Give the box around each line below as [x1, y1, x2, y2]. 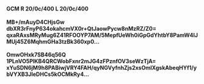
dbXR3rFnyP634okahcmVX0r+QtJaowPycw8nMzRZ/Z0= [6, 25, 157, 32]
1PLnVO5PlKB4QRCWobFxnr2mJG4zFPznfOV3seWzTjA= [6, 58, 156, 65]
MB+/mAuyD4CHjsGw [6, 18, 65, 26]
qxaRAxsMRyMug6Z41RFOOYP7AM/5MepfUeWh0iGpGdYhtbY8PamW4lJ [6, 31, 199, 39]
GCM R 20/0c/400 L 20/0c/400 [6, 5, 89, 12]
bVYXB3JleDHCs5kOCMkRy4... [6, 71, 90, 78]
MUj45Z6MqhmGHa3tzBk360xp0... [6, 38, 100, 45]
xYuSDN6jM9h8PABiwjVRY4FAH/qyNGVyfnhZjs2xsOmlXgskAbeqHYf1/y [6, 64, 197, 72]
